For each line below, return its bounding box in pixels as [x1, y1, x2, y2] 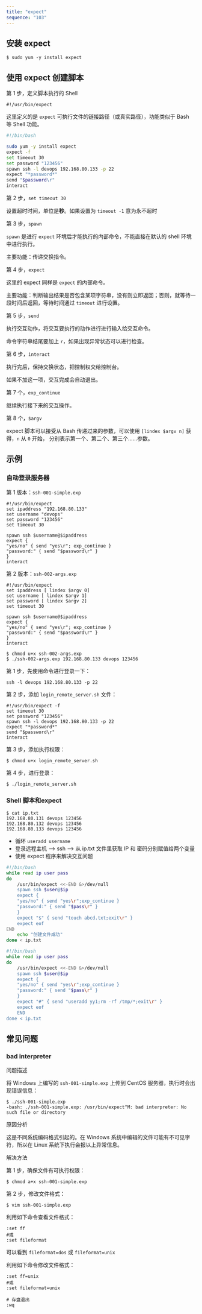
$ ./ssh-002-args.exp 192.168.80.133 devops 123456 [6, 655, 138, 662]
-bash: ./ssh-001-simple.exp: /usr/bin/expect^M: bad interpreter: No [6, 1104, 187, 1110]
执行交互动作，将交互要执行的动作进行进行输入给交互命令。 [6, 325, 154, 332]
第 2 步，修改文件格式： [6, 1190, 66, 1198]
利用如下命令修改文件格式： [6, 1262, 75, 1269]
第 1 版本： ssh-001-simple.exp [6, 488, 81, 496]
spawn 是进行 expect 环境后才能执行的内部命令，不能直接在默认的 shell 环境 [6, 233, 192, 240]
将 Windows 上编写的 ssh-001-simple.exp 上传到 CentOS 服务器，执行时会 [6, 1079, 191, 1087]
